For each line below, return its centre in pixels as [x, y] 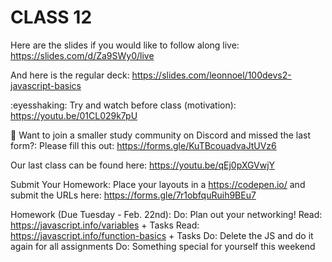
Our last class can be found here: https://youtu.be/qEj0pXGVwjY [143, 165]
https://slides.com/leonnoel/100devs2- [211, 75]
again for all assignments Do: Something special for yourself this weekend [163, 246]
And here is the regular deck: [70, 75]
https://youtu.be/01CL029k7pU [74, 115]
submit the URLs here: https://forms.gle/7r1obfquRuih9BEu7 [133, 195]
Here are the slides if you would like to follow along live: [125, 45]
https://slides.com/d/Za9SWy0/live [82, 55]
